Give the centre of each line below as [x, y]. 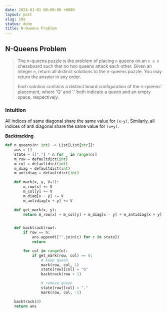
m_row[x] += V [38, 187]
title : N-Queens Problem [31, 29]
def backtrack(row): [35, 228]
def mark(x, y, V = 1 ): [36, 182]
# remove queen [56, 283]
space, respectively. [38, 97]
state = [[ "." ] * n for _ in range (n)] [56, 154]
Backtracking [19, 136]
